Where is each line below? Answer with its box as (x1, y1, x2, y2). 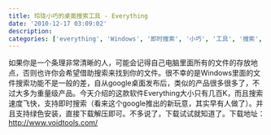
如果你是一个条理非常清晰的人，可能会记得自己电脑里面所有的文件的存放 (8, 58, 251, 67)
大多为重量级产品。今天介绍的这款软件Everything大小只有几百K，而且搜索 (15, 89, 264, 98)
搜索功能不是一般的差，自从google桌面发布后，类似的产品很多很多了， (15, 78, 253, 88)
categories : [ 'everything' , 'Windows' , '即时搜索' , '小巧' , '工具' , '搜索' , (8, 34, 263, 43)
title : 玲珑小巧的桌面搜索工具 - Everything (8, 11, 148, 20)
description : (8, 27, 53, 35)
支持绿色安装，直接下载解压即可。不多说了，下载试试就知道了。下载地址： (15, 109, 265, 119)
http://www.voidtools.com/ (8, 118, 98, 128)
